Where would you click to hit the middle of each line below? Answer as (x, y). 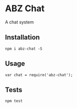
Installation (22, 37)
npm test (14, 101)
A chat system (19, 22)
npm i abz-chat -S (24, 49)
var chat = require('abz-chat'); (39, 75)
